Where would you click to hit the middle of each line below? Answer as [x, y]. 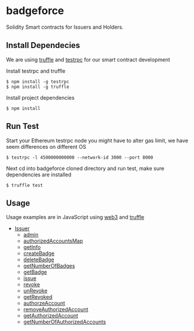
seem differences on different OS [46, 146]
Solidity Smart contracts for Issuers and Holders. [65, 27]
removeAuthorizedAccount [56, 309]
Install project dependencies [40, 97]
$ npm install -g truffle [38, 87]
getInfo [32, 247]
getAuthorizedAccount [51, 316]
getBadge [35, 272]
